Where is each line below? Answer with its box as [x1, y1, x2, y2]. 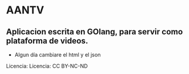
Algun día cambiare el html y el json [14, 51, 101, 58]
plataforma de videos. [6, 36, 89, 45]
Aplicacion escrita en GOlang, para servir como [6, 27, 183, 37]
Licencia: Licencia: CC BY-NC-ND [6, 62, 88, 69]
